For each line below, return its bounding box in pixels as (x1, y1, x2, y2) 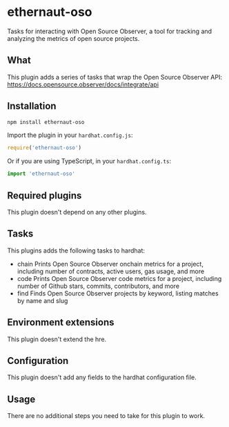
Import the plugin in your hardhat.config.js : (7, 131, 133, 139)
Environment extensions (7, 316, 114, 329)
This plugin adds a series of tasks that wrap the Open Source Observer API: (7, 73, 223, 81)
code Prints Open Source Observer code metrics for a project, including (17, 274, 222, 282)
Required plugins (7, 190, 82, 201)
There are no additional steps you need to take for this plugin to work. (7, 412, 206, 420)
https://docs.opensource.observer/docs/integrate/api (7, 80, 159, 89)
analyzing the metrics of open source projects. (7, 34, 140, 42)
